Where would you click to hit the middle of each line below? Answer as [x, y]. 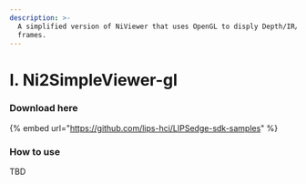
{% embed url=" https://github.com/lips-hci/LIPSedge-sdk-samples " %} [144, 128]
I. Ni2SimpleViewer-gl [93, 80]
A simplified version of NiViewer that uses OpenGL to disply [138, 26]
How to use [35, 151]
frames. [32, 35]
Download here [44, 108]
